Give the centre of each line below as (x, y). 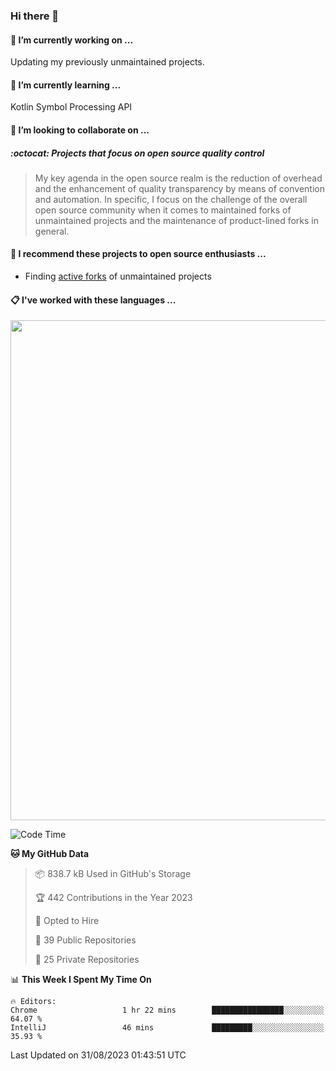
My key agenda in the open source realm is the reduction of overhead (178, 178)
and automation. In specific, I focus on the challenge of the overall (171, 199)
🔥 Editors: (33, 1002)
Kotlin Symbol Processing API (71, 107)
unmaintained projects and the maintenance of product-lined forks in (176, 220)
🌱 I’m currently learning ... (66, 85)
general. (52, 231)
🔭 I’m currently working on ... (72, 40)
